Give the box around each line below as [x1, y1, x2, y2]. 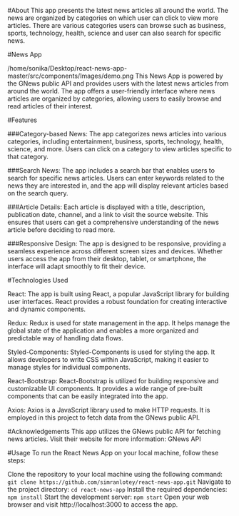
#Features [7, 116, 38, 124]
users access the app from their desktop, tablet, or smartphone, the [7, 255, 207, 263]
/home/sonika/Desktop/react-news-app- [7, 64, 127, 72]
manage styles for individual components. [7, 363, 131, 371]
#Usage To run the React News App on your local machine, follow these [7, 449, 219, 457]
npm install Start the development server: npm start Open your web [7, 492, 210, 501]
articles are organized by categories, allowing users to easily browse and [7, 94, 223, 103]
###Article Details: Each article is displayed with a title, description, [7, 203, 205, 211]
